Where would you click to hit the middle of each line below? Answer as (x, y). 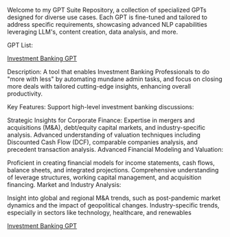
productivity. (25, 93)
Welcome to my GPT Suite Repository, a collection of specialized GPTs (107, 10)
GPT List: (20, 45)
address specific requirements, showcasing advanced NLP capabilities (107, 24)
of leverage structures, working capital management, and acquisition (104, 177)
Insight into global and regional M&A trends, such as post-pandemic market (114, 198)
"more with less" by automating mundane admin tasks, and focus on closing (115, 79)
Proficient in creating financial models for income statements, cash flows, (111, 163)
